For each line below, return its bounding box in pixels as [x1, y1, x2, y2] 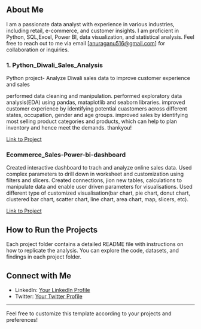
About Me [6, 5, 44, 15]
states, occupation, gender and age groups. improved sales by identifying [6, 112, 188, 119]
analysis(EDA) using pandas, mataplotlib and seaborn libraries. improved [6, 99, 185, 106]
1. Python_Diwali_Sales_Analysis [6, 61, 103, 69]
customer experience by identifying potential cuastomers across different [6, 105, 187, 112]
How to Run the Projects [6, 225, 98, 235]
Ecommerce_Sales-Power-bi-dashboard [6, 150, 126, 159]
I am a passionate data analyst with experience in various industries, [6, 20, 175, 27]
